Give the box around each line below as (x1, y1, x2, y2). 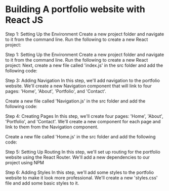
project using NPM (5, 159, 45, 165)
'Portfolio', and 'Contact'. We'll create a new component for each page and (5, 118, 161, 124)
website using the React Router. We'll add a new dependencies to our (5, 154, 150, 160)
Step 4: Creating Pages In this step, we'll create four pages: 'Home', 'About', (5, 113, 163, 119)
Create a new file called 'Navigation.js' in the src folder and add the (5, 98, 146, 104)
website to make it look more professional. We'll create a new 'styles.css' (5, 174, 158, 180)
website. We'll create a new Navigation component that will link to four (5, 82, 152, 89)
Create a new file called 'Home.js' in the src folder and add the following (5, 133, 156, 139)
